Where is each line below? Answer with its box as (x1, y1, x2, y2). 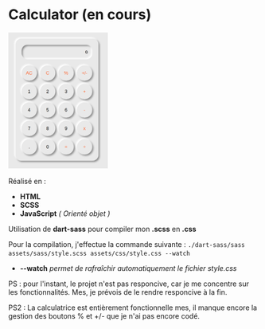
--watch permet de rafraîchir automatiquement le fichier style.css (19, 263, 237, 272)
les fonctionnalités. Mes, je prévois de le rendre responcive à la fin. (8, 287, 228, 296)
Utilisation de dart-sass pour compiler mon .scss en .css (8, 224, 197, 233)
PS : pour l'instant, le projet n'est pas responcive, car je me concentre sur (8, 279, 249, 288)
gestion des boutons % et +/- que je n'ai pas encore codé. (8, 311, 201, 320)
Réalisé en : (8, 176, 46, 186)
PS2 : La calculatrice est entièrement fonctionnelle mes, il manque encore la (8, 303, 257, 312)
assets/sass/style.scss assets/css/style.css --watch (8, 249, 191, 257)
